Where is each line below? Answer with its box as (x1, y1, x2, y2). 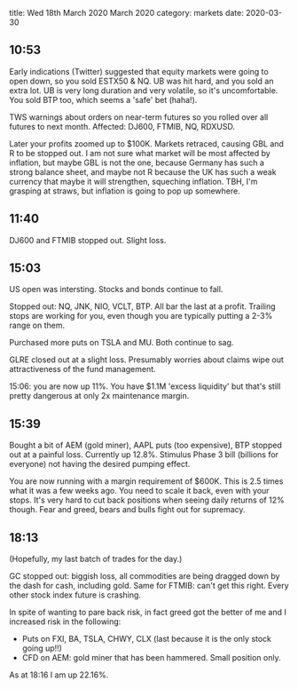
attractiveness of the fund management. (9, 364, 157, 375)
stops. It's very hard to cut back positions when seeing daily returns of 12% (9, 495, 286, 505)
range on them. (9, 320, 66, 331)
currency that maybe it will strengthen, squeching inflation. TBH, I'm (9, 176, 258, 186)
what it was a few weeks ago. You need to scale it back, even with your (9, 486, 270, 496)
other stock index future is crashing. (9, 590, 142, 600)
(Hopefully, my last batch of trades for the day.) (9, 554, 183, 565)
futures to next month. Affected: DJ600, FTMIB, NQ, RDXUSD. (9, 121, 235, 131)
